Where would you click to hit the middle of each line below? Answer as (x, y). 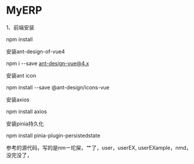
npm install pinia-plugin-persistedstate (53, 135)
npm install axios (27, 111)
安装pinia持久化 (25, 123)
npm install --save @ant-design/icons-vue (58, 87)
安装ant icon (21, 75)
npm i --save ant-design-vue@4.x (48, 63)
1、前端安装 (20, 27)
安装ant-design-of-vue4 (35, 52)
